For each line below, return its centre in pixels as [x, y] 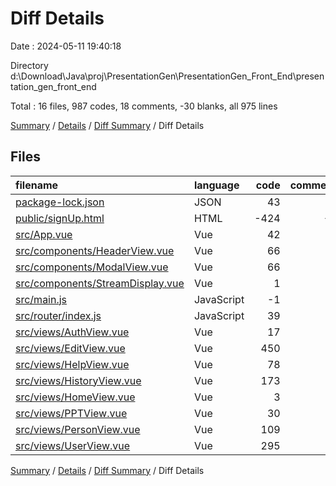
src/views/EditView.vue [70, 348]
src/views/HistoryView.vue [78, 380]
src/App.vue [44, 234]
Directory [29, 65]
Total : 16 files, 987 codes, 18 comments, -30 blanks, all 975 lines [144, 106]
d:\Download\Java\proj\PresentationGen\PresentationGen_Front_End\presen [167, 76]
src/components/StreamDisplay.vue [100, 283]
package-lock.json [60, 202]
